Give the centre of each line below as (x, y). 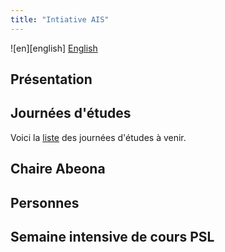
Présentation (51, 79)
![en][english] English (54, 48)
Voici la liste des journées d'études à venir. (98, 137)
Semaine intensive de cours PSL (112, 237)
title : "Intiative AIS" (60, 19)
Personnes (45, 202)
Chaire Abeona (58, 169)
